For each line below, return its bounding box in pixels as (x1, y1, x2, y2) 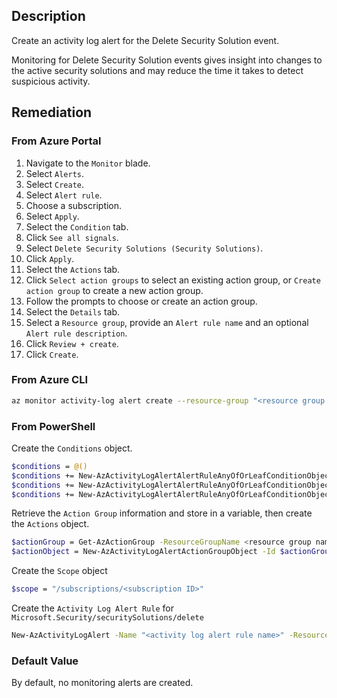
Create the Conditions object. (11, 442, 133, 454)
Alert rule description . (25, 327, 128, 339)
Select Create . (25, 178, 85, 190)
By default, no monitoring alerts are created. (11, 677, 194, 689)
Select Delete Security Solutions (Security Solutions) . (25, 242, 264, 254)
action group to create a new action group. (25, 284, 204, 296)
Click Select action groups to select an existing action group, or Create (25, 274, 321, 286)
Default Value (11, 654, 79, 668)
